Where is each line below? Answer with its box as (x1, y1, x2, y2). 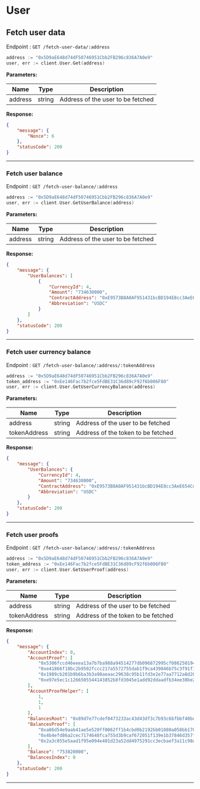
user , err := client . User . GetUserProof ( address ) (6, 567, 129, 573)
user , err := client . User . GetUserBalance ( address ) (6, 200, 135, 206)
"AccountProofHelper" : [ (27, 688, 89, 694)
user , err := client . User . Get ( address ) (6, 60, 105, 66)
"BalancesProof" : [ (27, 722, 76, 728)
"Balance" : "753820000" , (27, 749, 89, 755)
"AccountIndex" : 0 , (27, 649, 76, 656)
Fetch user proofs (6, 530, 59, 539)
